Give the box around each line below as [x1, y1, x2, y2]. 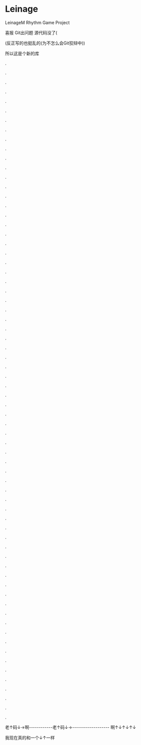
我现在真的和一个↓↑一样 [5, 735, 55, 741]
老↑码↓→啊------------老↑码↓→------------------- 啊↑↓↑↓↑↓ [5, 724, 137, 730]
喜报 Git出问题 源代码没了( [5, 29, 57, 35]
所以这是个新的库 [5, 50, 39, 56]
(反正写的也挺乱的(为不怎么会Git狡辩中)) [5, 40, 85, 46]
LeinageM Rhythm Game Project [5, 20, 70, 25]
